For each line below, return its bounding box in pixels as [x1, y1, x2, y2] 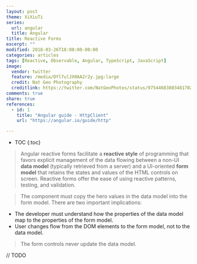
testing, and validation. [20, 181, 76, 188]
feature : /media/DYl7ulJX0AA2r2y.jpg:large [11, 74, 119, 80]
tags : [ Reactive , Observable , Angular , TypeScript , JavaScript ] [6, 57, 167, 63]
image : [6, 63, 22, 69]
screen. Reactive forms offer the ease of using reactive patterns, [20, 175, 177, 182]
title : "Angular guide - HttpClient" [16, 112, 109, 118]
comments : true [6, 90, 43, 96]
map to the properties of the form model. [14, 216, 113, 224]
